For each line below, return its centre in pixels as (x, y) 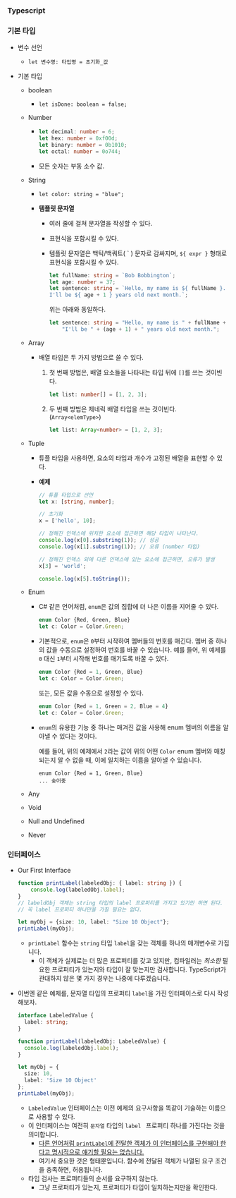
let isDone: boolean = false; (83, 104)
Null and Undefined (56, 821)
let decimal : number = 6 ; (76, 132)
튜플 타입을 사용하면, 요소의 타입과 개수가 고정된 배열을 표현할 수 (127, 458)
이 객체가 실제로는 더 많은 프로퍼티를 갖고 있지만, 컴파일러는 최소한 (130, 961)
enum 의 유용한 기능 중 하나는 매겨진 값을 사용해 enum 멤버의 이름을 (130, 727)
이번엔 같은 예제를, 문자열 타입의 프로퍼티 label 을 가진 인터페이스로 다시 (117, 993)
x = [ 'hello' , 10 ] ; (67, 521)
